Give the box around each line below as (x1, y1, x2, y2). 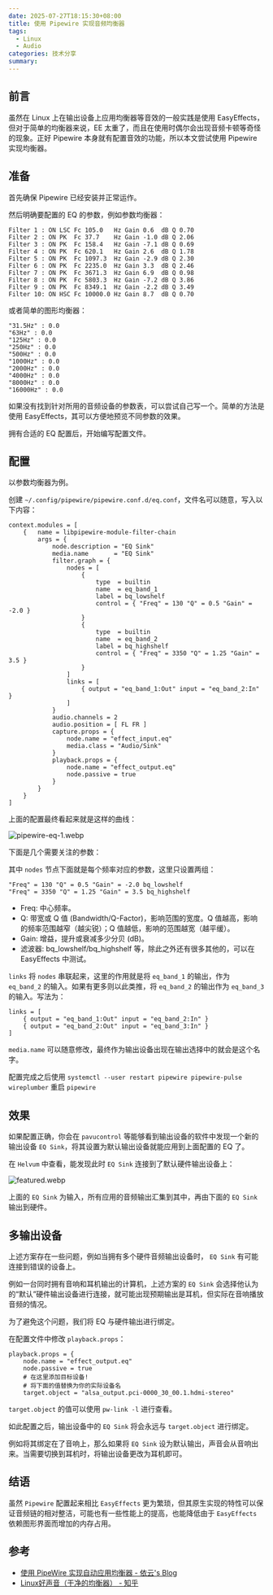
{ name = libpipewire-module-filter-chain (23, 528, 176, 537)
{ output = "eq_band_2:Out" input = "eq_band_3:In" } (23, 1022, 209, 1030)
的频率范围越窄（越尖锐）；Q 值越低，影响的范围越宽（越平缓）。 (19, 924, 235, 933)
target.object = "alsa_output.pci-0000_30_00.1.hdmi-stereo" (23, 1388, 234, 1396)
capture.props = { (51, 728, 115, 736)
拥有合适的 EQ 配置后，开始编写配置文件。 (8, 428, 150, 438)
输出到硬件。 (8, 1202, 51, 1213)
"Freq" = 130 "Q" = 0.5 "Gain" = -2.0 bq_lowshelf (8, 881, 184, 889)
